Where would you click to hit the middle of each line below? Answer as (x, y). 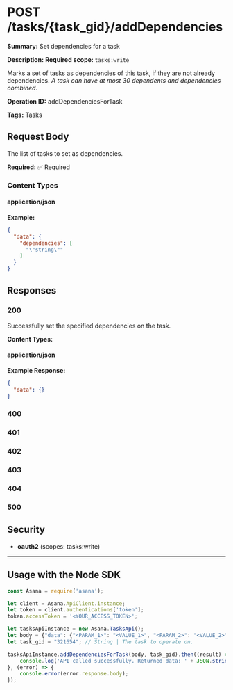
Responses (32, 290)
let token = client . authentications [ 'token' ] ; (76, 610)
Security (26, 530)
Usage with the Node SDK (64, 575)
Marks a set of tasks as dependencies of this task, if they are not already (111, 73)
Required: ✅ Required (39, 167)
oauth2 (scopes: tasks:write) (59, 546)
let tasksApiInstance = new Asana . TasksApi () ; (76, 629)
